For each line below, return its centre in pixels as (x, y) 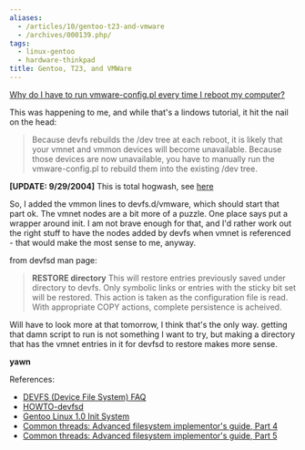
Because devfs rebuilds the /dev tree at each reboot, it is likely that (157, 139)
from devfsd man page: (53, 260)
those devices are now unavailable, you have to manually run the (153, 159)
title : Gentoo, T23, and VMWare (71, 69)
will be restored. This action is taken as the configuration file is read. (160, 297)
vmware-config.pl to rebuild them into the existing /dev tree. (144, 169)
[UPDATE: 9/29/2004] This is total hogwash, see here (112, 186)
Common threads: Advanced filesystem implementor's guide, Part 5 (150, 435)
